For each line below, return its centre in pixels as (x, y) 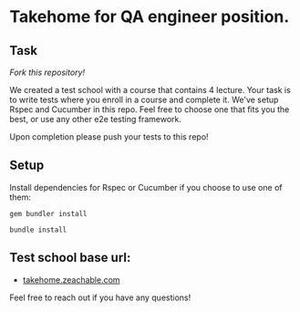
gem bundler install (49, 213)
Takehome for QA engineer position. (150, 17)
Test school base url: (70, 258)
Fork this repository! (47, 72)
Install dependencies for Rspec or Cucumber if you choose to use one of (146, 187)
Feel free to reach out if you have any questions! (100, 297)
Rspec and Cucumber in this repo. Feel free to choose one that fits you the (150, 109)
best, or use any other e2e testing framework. (96, 119)
